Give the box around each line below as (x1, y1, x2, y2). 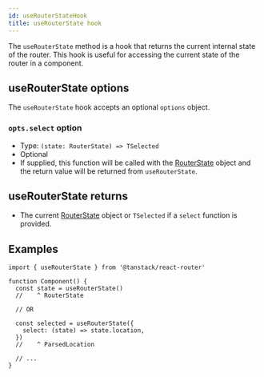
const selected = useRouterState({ (15, 319, 134, 328)
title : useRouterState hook (8, 19, 102, 27)
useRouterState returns (8, 190, 128, 203)
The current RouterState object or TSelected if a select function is (19, 211, 238, 220)
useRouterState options (8, 81, 130, 94)
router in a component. (8, 58, 84, 68)
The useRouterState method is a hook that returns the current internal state (8, 41, 256, 50)
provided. (19, 219, 52, 229)
